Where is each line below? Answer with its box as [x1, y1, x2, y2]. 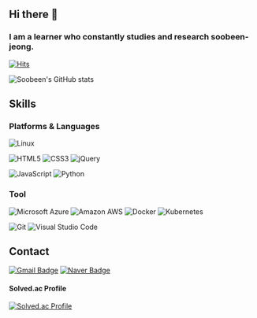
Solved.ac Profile [9, 284, 66, 294]
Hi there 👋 [9, 8, 58, 21]
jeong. [9, 41, 35, 52]
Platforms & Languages [9, 121, 100, 131]
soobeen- [210, 31, 249, 43]
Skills [9, 98, 36, 111]
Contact [9, 245, 50, 258]
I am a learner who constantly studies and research [9, 31, 210, 43]
